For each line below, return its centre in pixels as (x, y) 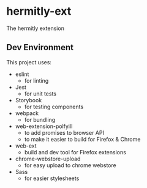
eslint (22, 74)
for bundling (40, 119)
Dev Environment (40, 47)
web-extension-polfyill (44, 126)
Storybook (28, 100)
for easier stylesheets (52, 178)
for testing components (54, 107)
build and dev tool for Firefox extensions (75, 152)
